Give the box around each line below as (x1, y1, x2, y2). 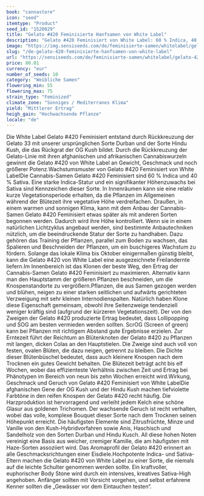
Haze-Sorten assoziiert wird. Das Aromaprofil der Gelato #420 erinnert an (6, 444, 191, 452)
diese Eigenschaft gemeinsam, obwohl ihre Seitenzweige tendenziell (6, 302, 178, 309)
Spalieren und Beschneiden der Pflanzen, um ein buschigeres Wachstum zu (6, 243, 196, 250)
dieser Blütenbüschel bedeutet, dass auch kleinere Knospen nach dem (6, 353, 183, 361)
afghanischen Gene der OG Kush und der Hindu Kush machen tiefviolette (6, 386, 189, 393)
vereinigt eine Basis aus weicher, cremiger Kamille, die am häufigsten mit (6, 438, 189, 445)
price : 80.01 (6, 60, 39, 66)
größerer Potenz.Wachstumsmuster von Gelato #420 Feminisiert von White (6, 166, 194, 173)
